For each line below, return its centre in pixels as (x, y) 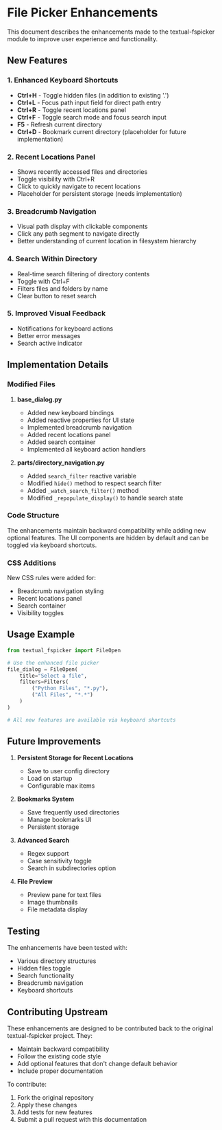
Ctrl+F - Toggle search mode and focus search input (91, 117)
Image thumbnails (52, 902)
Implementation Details (58, 365)
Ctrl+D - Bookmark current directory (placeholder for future (101, 131)
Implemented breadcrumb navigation (79, 427)
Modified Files (32, 384)
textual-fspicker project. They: (50, 1036)
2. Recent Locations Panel (51, 157)
